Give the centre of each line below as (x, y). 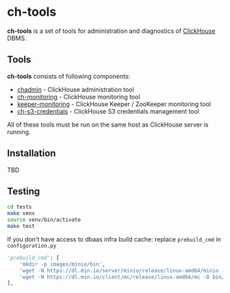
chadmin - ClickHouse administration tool (76, 89)
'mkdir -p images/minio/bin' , (63, 264)
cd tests (20, 207)
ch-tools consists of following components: (69, 76)
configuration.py (32, 246)
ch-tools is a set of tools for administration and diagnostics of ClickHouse (111, 31)
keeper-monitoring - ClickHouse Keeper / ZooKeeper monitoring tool (114, 104)
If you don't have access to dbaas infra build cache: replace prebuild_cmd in (114, 239)
